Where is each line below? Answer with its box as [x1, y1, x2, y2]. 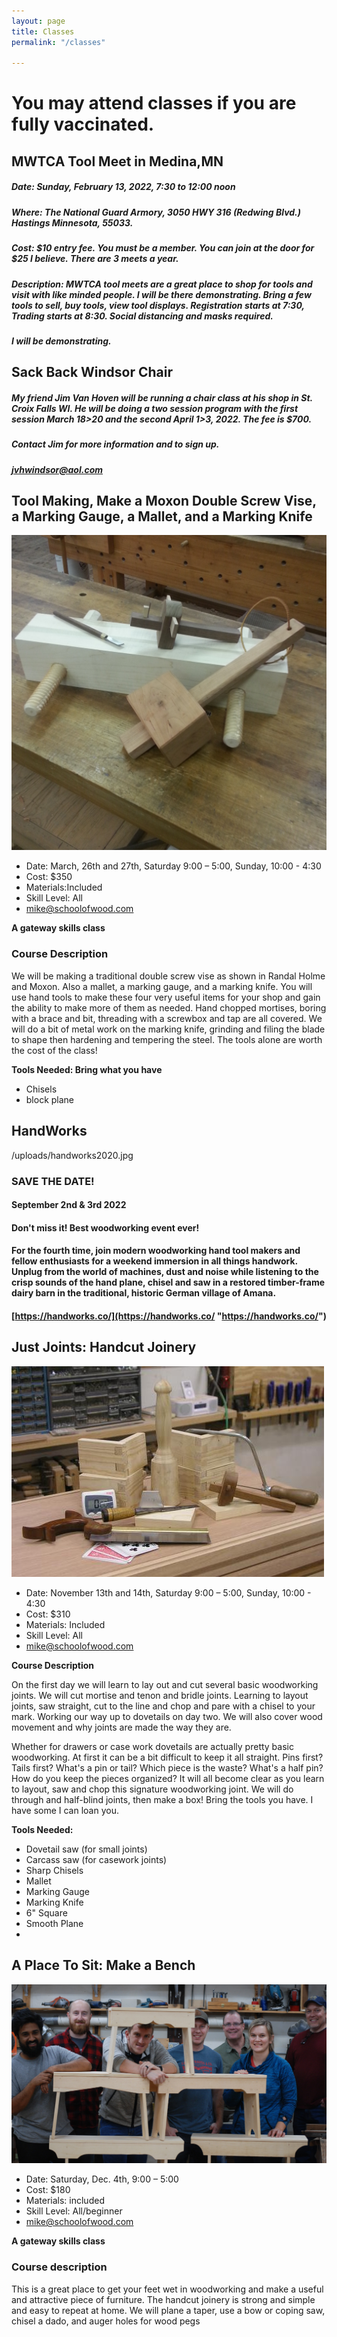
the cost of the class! [11, 1044, 98, 1056]
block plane [25, 1093, 75, 1105]
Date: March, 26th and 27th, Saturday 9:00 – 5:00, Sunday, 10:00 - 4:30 [25, 860, 322, 872]
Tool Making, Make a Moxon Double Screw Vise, [11, 493, 317, 510]
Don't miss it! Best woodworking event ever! [11, 1221, 200, 1234]
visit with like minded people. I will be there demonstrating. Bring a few [11, 288, 312, 300]
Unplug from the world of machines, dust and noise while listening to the [11, 1266, 319, 1278]
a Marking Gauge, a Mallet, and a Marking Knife [11, 508, 313, 525]
